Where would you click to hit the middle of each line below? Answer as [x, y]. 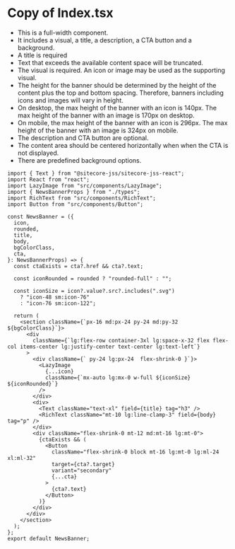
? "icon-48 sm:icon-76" [55, 297]
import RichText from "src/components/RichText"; [82, 198]
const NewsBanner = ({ [41, 216]
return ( [26, 316]
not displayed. [38, 153]
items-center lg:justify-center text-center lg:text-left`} [110, 347]
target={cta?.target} [83, 464]
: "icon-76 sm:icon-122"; [58, 303]
